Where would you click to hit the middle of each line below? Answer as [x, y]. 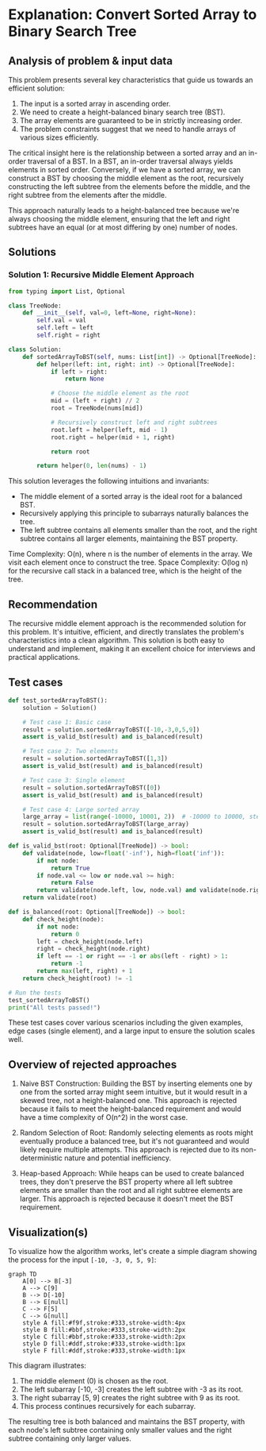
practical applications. [44, 658]
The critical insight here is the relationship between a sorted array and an [127, 153]
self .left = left [65, 328]
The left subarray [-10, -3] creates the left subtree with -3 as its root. [131, 1389]
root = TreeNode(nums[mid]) [97, 408]
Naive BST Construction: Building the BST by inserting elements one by [136, 1084]
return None [84, 379]
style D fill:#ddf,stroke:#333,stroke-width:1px [104, 1344]
